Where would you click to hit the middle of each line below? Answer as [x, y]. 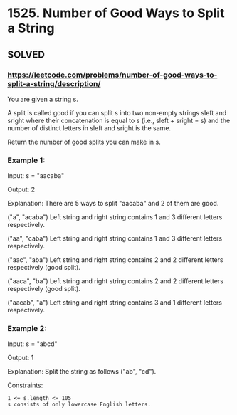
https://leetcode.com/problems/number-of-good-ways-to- [112, 75]
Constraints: [25, 385]
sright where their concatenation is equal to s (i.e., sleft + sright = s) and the [119, 120]
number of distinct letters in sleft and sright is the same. [89, 128]
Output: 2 [21, 189]
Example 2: [27, 329]
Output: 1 [21, 358]
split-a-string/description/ [54, 83]
